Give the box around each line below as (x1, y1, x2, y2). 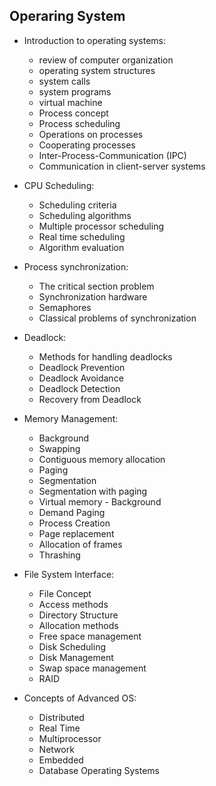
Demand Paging (38, 506, 106, 518)
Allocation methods (38, 619, 119, 631)
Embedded (38, 754, 84, 766)
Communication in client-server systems (38, 160, 206, 172)
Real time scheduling (38, 230, 126, 243)
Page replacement (38, 527, 115, 539)
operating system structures (38, 64, 156, 76)
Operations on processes (38, 128, 144, 140)
